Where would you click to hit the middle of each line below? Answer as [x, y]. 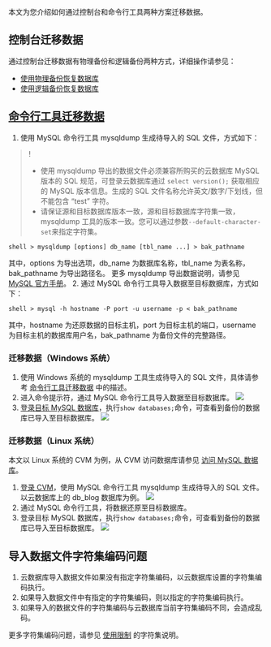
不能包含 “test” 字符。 [77, 201]
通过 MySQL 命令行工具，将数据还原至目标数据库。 [105, 508]
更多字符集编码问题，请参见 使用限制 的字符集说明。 [96, 635]
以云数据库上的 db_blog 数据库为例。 [82, 498]
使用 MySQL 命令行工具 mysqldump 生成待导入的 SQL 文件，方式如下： [140, 137]
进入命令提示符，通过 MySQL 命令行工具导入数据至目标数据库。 [127, 397]
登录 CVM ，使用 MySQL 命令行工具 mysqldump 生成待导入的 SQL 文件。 [142, 487]
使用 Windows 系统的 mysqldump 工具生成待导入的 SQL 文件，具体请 [136, 377]
